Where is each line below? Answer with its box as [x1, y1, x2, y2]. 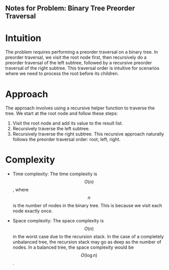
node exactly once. [12, 208, 53, 214]
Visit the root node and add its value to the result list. [12, 120, 123, 126]
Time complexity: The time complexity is [12, 171, 97, 177]
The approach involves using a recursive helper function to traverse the [5, 105, 155, 111]
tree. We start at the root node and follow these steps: [5, 110, 118, 117]
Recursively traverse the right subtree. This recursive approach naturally [12, 131, 164, 137]
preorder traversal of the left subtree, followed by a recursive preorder [5, 60, 152, 66]
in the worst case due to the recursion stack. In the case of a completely [12, 234, 164, 240]
